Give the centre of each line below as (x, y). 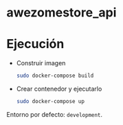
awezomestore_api (61, 13)
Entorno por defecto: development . (55, 114)
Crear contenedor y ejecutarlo (59, 89)
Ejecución (35, 44)
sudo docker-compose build (55, 76)
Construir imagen (41, 63)
